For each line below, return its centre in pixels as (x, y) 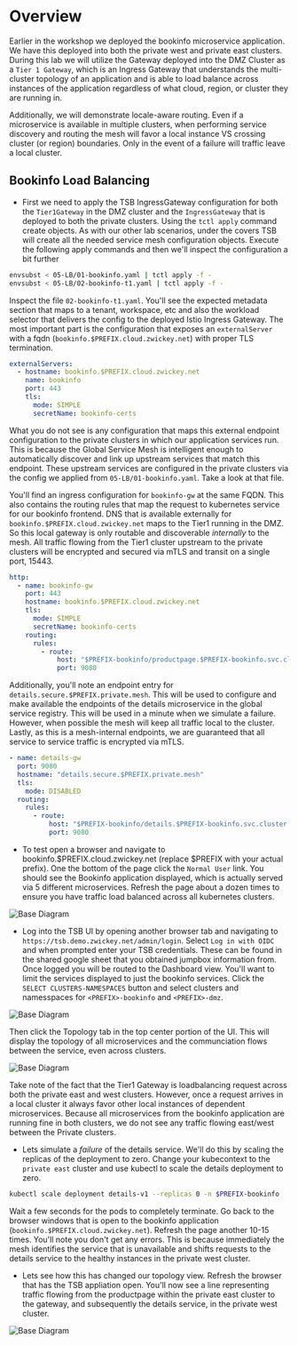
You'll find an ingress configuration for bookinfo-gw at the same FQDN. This (147, 494)
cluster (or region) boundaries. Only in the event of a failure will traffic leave (147, 143)
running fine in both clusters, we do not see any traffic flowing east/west (142, 1123)
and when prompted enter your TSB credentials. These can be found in (152, 949)
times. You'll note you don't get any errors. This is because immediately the (147, 1239)
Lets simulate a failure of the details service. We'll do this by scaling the (153, 1149)
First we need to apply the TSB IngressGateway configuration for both (150, 202)
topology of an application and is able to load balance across (147, 78)
